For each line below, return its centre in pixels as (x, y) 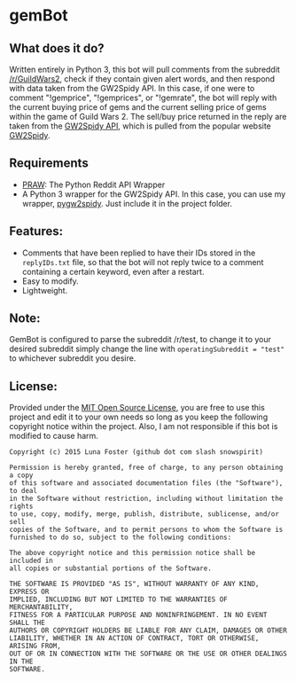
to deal (23, 491)
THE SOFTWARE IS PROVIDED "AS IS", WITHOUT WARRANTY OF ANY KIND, (134, 584)
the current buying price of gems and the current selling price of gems (138, 107)
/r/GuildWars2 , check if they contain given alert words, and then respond (142, 79)
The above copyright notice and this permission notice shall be (132, 553)
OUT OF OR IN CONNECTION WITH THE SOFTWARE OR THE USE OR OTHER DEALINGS (148, 654)
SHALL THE (27, 623)
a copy (21, 475)
